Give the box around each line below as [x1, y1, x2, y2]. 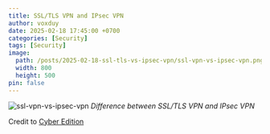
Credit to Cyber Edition [8, 116, 84, 126]
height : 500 [15, 71, 56, 79]
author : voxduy [8, 19, 59, 27]
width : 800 [15, 64, 52, 72]
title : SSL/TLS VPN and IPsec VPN [8, 11, 125, 20]
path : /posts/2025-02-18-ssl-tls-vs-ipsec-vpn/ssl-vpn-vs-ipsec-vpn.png [15, 57, 264, 65]
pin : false [8, 79, 45, 87]
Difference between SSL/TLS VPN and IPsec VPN [91, 101, 255, 111]
